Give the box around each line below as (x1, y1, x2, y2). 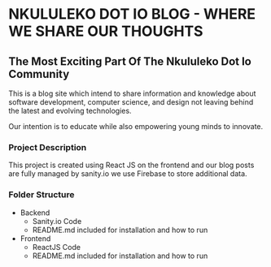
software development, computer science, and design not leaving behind (8, 97, 254, 106)
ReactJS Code (32, 242, 81, 252)
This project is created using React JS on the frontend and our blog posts (8, 160, 255, 170)
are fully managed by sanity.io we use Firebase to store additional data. (8, 169, 247, 179)
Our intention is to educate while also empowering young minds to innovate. (8, 122, 264, 131)
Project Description (8, 141, 87, 153)
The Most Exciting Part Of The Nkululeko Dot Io (8, 54, 252, 68)
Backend (20, 208, 50, 217)
